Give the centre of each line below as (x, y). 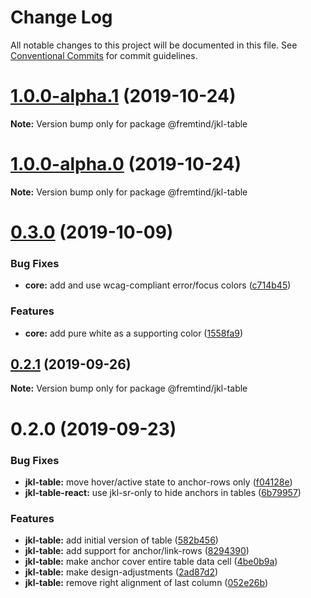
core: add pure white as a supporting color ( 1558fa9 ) (134, 333)
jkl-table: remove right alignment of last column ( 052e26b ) (146, 583)
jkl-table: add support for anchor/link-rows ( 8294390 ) (137, 551)
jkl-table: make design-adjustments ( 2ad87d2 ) (121, 572)
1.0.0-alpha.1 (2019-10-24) (123, 96)
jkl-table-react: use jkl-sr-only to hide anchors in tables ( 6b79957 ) (163, 492)
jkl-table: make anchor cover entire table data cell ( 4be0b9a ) (151, 562)
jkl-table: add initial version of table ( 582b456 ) (121, 540)
